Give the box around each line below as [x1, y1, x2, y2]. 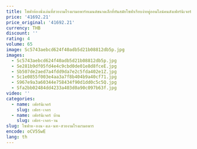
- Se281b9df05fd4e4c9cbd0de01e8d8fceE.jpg [11, 63, 117, 69]
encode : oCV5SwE [6, 128, 46, 135]
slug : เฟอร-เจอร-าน [16, 118, 58, 124]
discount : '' [6, 31, 38, 36]
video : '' [6, 90, 31, 96]
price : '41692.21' [6, 14, 51, 20]
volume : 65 [6, 42, 33, 48]
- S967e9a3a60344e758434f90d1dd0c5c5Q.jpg [11, 80, 117, 86]
